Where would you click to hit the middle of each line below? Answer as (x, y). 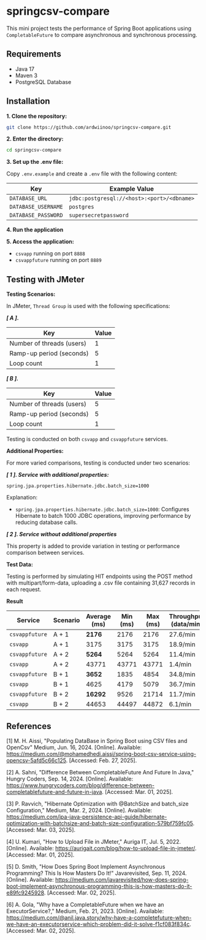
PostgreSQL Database (43, 82)
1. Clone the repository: (37, 116)
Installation (28, 102)
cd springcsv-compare (34, 150)
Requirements (34, 54)
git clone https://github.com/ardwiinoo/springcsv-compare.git (89, 127)
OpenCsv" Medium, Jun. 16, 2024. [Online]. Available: (74, 747)
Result (15, 601)
